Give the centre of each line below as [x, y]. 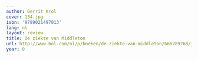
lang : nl [17, 28]
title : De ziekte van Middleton [46, 38]
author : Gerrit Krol [32, 11]
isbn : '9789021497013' [34, 22]
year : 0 [16, 49]
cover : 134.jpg [25, 17]
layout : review [25, 33]
